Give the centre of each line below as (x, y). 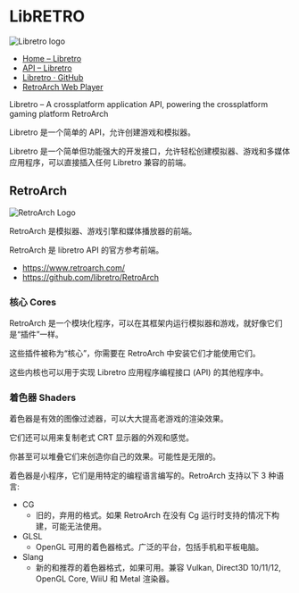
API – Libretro (47, 68)
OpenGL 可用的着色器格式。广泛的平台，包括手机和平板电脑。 (149, 547)
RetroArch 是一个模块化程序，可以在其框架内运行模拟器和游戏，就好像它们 (146, 323)
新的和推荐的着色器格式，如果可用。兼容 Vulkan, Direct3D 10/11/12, (158, 568)
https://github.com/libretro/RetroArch (90, 277)
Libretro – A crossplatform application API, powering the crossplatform (139, 104)
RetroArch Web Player (62, 87)
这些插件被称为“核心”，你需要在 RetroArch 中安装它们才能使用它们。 (135, 354)
